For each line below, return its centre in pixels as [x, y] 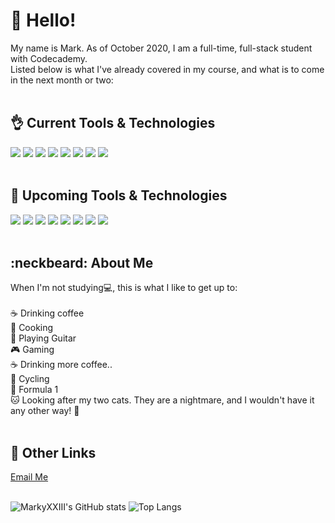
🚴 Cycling [30, 379]
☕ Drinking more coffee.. [61, 365]
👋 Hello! [43, 20]
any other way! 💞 [45, 411]
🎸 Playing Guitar [43, 338]
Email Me [29, 477]
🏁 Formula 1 [34, 390]
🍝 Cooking [32, 328]
